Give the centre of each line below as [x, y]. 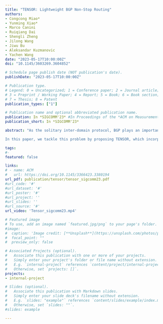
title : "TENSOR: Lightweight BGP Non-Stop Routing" [58, 9]
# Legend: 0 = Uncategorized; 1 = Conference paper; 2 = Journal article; [82, 90]
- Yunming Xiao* [21, 23]
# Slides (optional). [27, 287]
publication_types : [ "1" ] [31, 104]
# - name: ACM [19, 171]
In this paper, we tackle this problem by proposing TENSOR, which [75, 139]
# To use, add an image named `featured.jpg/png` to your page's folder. [81, 224]
